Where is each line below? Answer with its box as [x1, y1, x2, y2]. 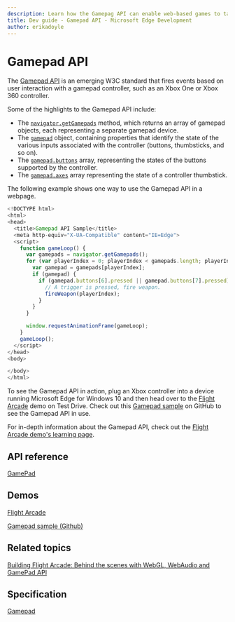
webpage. [7, 192, 36, 201]
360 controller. [7, 92, 50, 100]
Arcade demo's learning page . [7, 431, 94, 439]
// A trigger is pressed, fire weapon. [44, 283, 161, 291]
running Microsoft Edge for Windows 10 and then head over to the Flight [7, 394, 215, 403]
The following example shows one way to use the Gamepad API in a [7, 184, 203, 193]
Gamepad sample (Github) [7, 522, 84, 530]
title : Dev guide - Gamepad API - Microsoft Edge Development [7, 17, 192, 24]
